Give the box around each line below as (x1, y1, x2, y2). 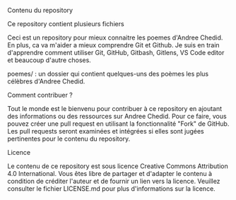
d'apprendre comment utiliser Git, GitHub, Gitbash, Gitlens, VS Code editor (7, 49, 225, 57)
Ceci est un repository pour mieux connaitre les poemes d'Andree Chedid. (7, 33, 223, 42)
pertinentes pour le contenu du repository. (7, 134, 131, 143)
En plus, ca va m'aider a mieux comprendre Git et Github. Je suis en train (7, 41, 220, 49)
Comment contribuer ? (7, 91, 73, 99)
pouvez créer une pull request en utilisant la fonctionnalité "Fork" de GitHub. (7, 119, 230, 128)
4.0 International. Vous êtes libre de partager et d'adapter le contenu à (7, 170, 213, 177)
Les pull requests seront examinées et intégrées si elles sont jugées (7, 127, 204, 135)
